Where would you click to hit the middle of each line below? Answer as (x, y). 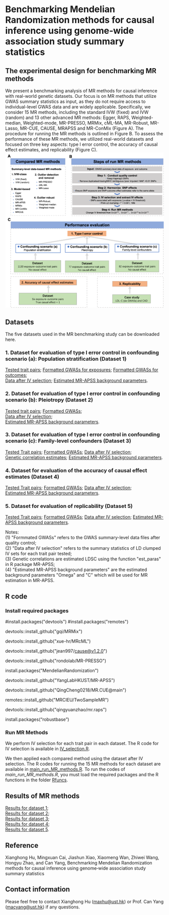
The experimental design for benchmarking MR (81, 71)
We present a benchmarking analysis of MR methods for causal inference (81, 91)
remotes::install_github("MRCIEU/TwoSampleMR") (57, 700)
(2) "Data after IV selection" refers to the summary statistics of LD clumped (83, 548)
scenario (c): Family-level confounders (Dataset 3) (68, 441)
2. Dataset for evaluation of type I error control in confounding (82, 393)
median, (14, 123)
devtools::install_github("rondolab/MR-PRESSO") (56, 661)
